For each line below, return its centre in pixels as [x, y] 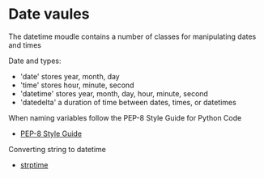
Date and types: [35, 61]
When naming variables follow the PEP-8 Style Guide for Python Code [125, 117]
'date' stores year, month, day [70, 76]
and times [25, 44]
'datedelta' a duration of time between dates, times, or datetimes [128, 102]
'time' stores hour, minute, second [77, 85]
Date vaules [49, 14]
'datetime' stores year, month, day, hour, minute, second [114, 93]
